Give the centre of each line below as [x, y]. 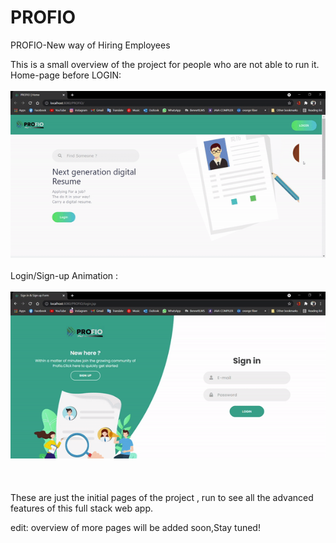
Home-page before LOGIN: [66, 75]
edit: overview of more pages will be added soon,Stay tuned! [135, 528]
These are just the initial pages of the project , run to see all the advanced [162, 498]
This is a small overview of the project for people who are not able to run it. [165, 64]
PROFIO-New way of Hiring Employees [90, 45]
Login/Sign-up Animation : [64, 276]
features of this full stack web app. [82, 508]
